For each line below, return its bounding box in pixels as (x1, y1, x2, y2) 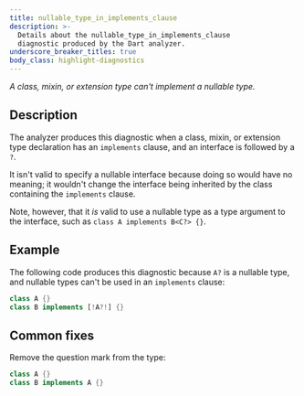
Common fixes (9, 327, 94, 343)
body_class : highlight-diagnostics (9, 56, 145, 65)
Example (9, 242, 60, 258)
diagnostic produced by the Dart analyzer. (17, 38, 185, 48)
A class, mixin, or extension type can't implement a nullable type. (9, 81, 256, 91)
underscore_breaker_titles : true (9, 48, 137, 57)
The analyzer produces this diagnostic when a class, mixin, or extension (9, 132, 281, 143)
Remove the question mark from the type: (9, 352, 166, 363)
